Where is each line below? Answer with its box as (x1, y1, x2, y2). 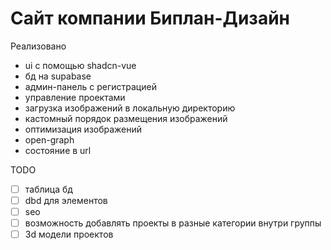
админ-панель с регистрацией (24, 80, 157, 92)
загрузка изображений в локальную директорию (24, 102, 236, 114)
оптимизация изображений (24, 123, 143, 135)
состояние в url (24, 144, 92, 156)
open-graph (24, 133, 75, 146)
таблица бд (24, 183, 73, 195)
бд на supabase (24, 70, 92, 82)
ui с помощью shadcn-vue (24, 59, 137, 71)
